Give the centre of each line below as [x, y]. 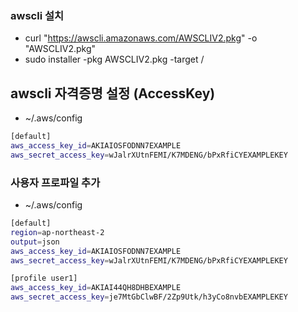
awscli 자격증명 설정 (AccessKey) [113, 93]
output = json [35, 242]
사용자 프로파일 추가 [55, 182]
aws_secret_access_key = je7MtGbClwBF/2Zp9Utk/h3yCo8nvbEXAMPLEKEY [149, 297]
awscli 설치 [37, 15]
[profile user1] [44, 278]
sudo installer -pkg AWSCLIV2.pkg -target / [114, 59]
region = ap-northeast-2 [57, 232]
